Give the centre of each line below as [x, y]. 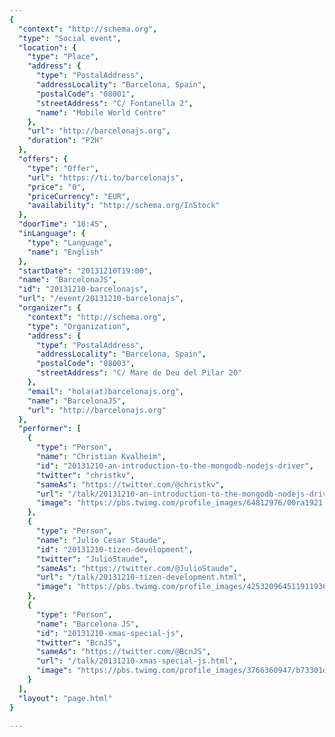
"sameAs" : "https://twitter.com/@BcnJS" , [123, 652]
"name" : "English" [65, 252]
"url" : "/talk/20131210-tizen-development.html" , [141, 577]
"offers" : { [43, 159]
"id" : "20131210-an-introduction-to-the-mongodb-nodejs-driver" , [174, 466]
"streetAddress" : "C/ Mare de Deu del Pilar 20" [139, 373]
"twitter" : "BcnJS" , [78, 642]
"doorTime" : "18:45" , [63, 224]
